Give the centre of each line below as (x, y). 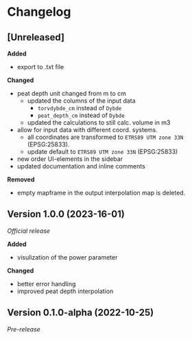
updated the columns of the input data (81, 101)
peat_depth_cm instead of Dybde (81, 115)
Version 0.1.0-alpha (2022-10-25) (81, 313)
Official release (28, 231)
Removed (21, 179)
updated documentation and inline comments (81, 166)
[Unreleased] (36, 37)
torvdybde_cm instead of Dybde (80, 108)
